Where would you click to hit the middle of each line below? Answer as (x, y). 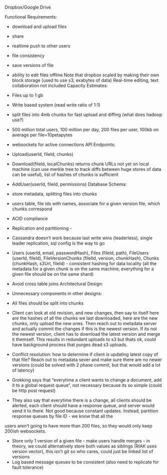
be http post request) (34, 391)
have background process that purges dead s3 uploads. (70, 345)
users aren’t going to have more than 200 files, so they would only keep (79, 426)
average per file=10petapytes (42, 135)
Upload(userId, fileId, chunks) (42, 154)
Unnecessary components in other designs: (57, 293)
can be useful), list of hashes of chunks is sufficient (65, 175)
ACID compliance (30, 219)
